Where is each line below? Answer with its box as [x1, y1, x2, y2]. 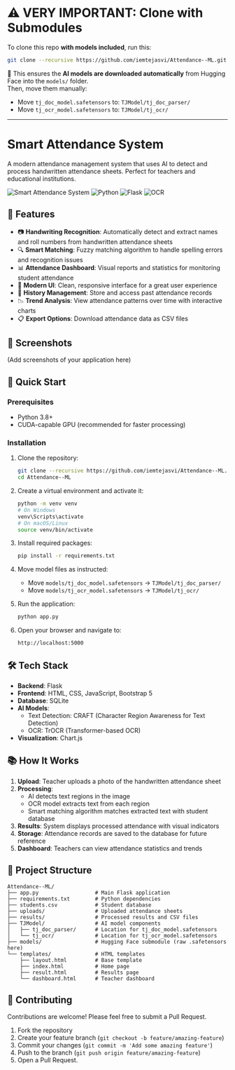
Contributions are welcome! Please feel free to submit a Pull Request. [7, 1013, 207, 1021]
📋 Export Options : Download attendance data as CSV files [17, 314, 189, 323]
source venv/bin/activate [17, 526, 93, 534]
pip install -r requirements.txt [17, 553, 115, 560]
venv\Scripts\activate [17, 513, 84, 520]
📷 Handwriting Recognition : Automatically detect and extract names [17, 227, 218, 236]
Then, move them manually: [7, 84, 87, 93]
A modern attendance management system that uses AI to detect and [7, 159, 208, 168]
